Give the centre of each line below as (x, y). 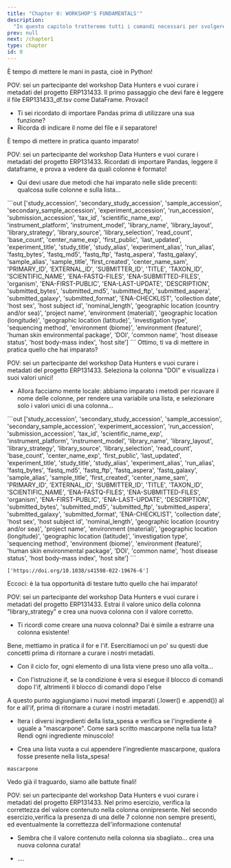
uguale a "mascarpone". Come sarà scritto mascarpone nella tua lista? (117, 728)
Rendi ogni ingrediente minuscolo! (65, 736)
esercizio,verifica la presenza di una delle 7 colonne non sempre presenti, (112, 817)
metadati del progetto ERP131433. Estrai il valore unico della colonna (104, 604)
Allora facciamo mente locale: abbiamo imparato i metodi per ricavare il (118, 391)
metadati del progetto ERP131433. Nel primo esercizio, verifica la (99, 802)
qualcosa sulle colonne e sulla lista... (69, 190)
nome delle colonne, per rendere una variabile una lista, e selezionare (115, 398)
